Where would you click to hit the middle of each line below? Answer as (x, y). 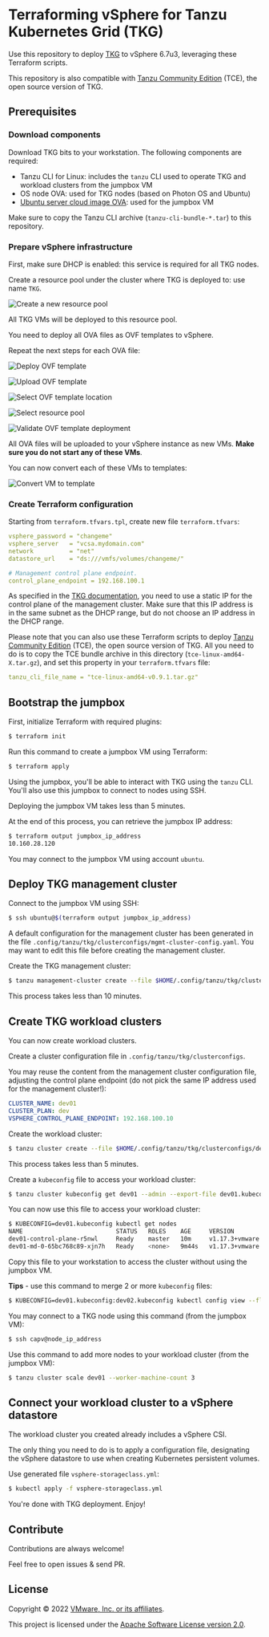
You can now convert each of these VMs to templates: (98, 468)
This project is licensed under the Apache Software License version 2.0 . (127, 1624)
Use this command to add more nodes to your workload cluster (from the (129, 1355)
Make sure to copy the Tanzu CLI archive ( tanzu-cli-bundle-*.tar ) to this (130, 217)
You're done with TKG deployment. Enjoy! (77, 1504)
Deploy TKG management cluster (93, 884)
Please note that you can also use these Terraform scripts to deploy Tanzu (131, 637)
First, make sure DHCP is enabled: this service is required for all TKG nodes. (134, 264)
